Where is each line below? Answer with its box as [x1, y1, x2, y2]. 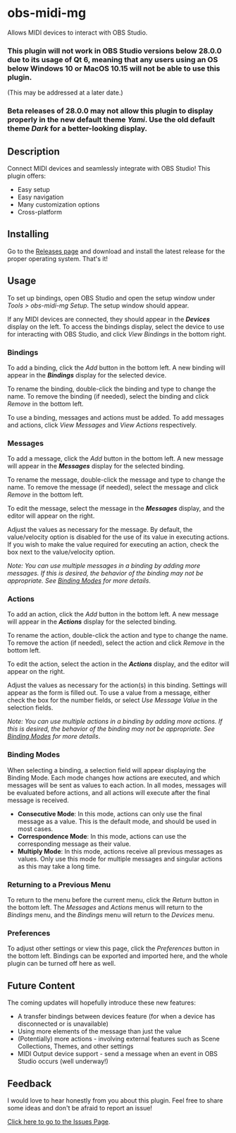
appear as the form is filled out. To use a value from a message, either [7, 689, 211, 697]
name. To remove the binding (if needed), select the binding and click [7, 392, 209, 400]
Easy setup [17, 185, 51, 193]
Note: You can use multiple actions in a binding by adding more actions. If [7, 717, 223, 726]
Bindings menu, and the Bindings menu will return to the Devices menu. [7, 911, 215, 919]
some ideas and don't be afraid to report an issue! [7, 1104, 153, 1112]
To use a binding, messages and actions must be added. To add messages [7, 413, 224, 421]
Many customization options [17, 200, 100, 209]
